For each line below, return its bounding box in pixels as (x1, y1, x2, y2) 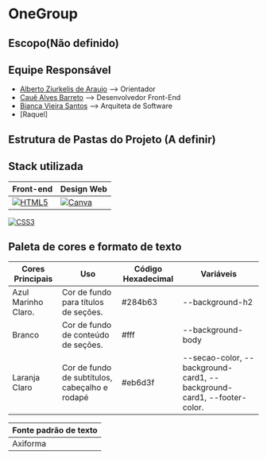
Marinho (12, 297, 44, 308)
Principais (14, 273, 53, 284)
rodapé (62, 392, 89, 403)
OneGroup (8, 5, 78, 23)
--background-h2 (182, 297, 253, 308)
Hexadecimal (122, 273, 174, 284)
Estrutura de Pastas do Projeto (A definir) (8, 133, 216, 146)
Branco (12, 330, 40, 341)
